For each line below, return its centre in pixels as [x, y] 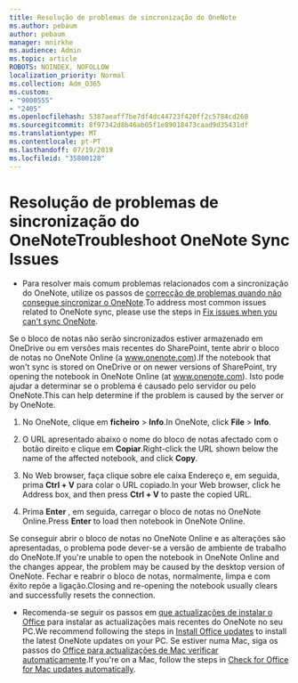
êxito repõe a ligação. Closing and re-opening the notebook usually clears [144, 586]
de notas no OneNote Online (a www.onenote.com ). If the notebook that [140, 358]
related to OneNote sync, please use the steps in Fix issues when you [149, 312]
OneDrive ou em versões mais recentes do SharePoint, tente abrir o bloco [145, 348]
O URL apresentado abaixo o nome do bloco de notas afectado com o [150, 439]
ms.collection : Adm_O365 [55, 84]
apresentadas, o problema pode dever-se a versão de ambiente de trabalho [148, 548]
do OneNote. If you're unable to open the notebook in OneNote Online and [144, 557]
